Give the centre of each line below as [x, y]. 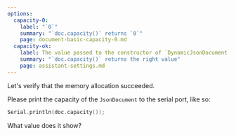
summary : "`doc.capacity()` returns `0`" [81, 33]
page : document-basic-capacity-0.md [74, 40]
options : [20, 14]
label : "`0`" [39, 27]
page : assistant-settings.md [63, 66]
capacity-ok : [33, 46]
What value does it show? [45, 125]
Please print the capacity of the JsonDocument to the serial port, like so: [109, 99]
